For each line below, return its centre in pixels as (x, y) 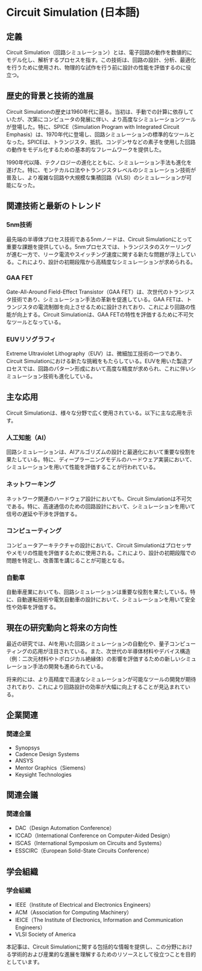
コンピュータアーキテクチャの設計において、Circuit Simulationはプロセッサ (99, 545)
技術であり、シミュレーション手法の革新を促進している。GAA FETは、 (99, 299)
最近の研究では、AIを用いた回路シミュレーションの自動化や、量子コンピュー (101, 643)
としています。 (25, 962)
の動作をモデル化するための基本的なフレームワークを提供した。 (85, 150)
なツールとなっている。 (35, 322)
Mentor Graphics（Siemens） (52, 768)
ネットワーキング (31, 484)
